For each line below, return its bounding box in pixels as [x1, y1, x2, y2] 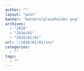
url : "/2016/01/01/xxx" [5, 40, 55, 45]
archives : [5, 21, 26, 26]
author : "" [5, 7, 28, 12]
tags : [5, 53, 16, 59]
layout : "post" [5, 12, 37, 17]
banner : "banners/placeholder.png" [5, 16, 79, 21]
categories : [5, 44, 30, 49]
